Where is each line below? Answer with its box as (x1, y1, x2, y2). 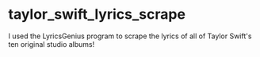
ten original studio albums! (8, 39, 95, 48)
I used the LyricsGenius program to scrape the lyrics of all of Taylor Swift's (8, 31, 252, 41)
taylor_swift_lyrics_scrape (8, 5, 186, 23)
